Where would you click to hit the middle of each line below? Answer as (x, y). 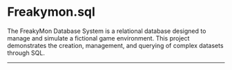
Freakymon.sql (51, 12)
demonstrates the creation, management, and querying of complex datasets (115, 45)
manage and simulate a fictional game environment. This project (98, 38)
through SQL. (26, 53)
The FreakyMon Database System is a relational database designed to (107, 31)
